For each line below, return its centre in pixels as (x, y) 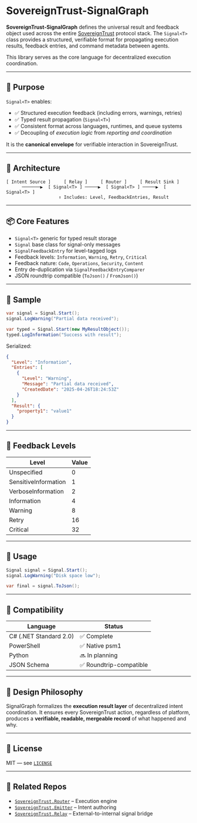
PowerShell (25, 646)
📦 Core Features (38, 221)
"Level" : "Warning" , (47, 379)
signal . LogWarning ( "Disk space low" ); (53, 575)
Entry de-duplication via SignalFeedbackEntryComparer (80, 270)
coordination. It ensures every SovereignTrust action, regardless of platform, (98, 712)
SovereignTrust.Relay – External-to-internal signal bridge (84, 813)
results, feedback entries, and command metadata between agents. (88, 46)
